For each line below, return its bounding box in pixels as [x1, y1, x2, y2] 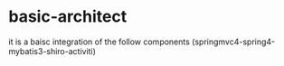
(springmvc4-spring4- [192, 36, 276, 47]
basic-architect [8, 6, 128, 27]
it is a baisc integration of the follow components [8, 36, 191, 47]
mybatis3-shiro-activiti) [8, 45, 97, 56]
